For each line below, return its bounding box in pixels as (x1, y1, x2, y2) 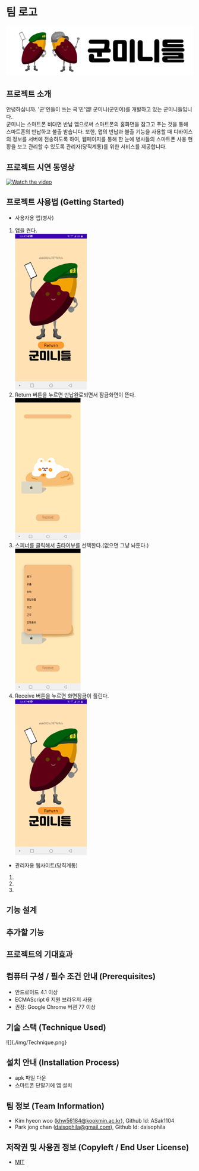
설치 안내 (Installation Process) (6, 1057, 120, 1067)
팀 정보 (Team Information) (6, 1101, 105, 1111)
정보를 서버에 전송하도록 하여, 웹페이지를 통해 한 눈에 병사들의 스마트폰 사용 (12, 135, 187, 143)
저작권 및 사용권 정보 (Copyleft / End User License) (6, 1142, 189, 1153)
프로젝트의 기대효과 (6, 949, 73, 959)
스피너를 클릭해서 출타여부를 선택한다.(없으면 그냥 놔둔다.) (14, 541, 149, 549)
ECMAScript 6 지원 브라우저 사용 (14, 996, 93, 1003)
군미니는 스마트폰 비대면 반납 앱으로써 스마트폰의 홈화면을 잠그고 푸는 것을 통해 (6, 120, 189, 128)
